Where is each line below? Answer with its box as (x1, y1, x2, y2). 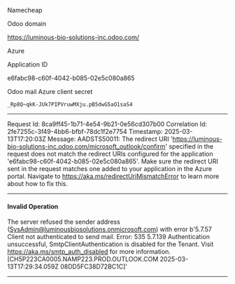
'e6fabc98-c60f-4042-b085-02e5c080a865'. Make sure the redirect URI (7, 157, 218, 165)
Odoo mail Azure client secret (7, 88, 93, 95)
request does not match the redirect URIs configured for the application (7, 150, 213, 158)
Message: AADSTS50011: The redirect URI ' (48, 135, 173, 143)
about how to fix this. (7, 180, 69, 188)
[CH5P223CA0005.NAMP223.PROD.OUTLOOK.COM (7, 255, 159, 264)
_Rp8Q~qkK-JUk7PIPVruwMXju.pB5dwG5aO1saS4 (7, 101, 133, 108)
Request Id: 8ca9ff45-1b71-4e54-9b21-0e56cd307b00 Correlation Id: (7, 120, 208, 128)
